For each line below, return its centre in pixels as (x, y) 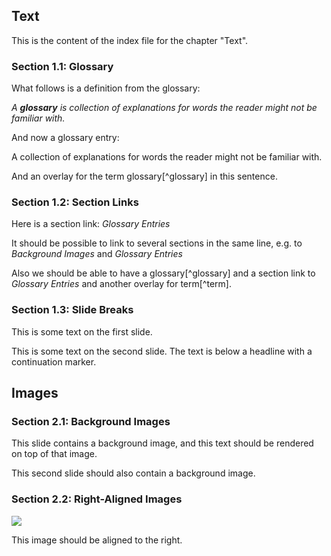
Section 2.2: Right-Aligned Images (97, 499)
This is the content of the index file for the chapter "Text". (130, 40)
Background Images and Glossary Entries (97, 254)
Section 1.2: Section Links (75, 202)
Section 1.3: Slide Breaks (72, 310)
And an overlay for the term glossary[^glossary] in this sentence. (144, 176)
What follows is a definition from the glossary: (106, 88)
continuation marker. (54, 361)
